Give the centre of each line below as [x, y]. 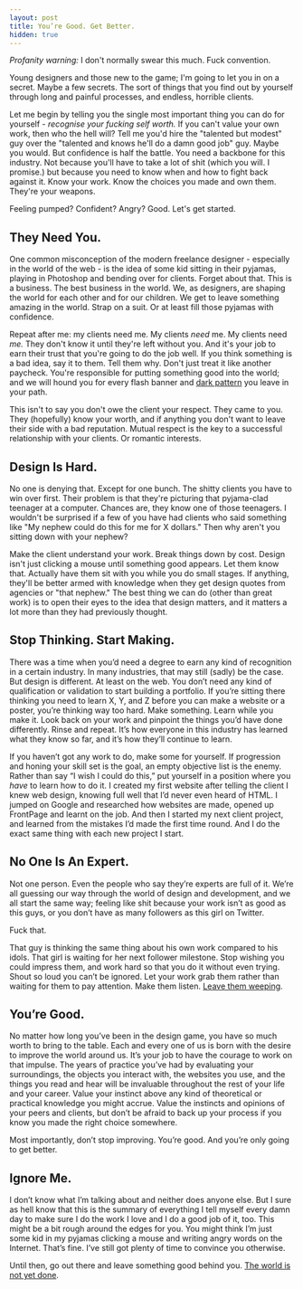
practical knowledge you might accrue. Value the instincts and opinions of [147, 1104]
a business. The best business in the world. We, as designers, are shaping [147, 288]
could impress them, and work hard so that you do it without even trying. [145, 967]
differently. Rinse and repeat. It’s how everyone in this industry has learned [148, 729]
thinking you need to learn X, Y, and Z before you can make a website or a [147, 700]
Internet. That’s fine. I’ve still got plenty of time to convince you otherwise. [147, 1248]
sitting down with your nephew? [69, 536]
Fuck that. [28, 930]
